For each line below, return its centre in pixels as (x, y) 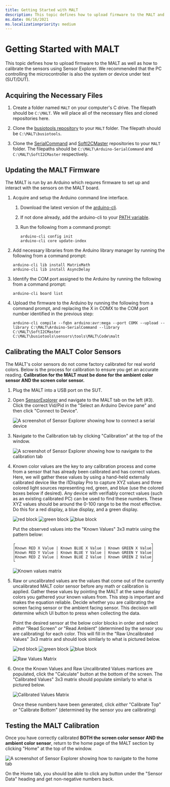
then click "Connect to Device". (45, 410)
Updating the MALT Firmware (53, 170)
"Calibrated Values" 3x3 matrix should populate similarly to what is (82, 679)
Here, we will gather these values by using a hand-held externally (81, 477)
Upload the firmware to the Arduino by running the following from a (83, 303)
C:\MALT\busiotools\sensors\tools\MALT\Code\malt (66, 336)
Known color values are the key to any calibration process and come (84, 466)
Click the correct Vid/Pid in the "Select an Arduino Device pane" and (84, 405)
